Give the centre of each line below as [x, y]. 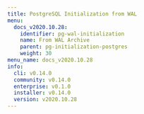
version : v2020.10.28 [46, 100]
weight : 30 [36, 54]
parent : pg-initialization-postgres [74, 47]
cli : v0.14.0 [33, 73]
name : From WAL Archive [55, 40]
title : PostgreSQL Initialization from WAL [72, 14]
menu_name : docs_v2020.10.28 [50, 60]
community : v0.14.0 [42, 80]
